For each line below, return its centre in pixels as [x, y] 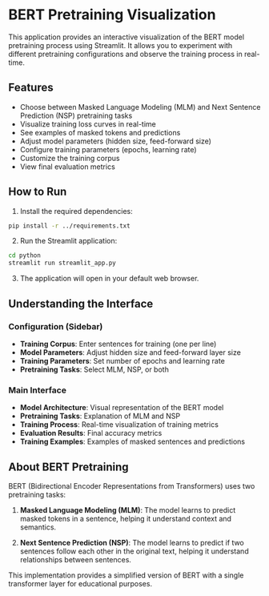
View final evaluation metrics [68, 167]
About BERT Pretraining [69, 467]
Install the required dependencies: [76, 211]
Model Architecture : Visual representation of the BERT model [122, 408]
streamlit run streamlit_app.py [62, 263]
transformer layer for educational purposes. [80, 583]
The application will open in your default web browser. [109, 279]
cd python [25, 256]
